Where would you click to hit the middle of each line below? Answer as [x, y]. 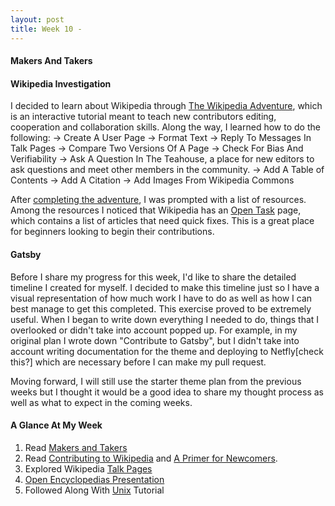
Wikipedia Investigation [61, 83]
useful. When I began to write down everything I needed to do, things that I [165, 319]
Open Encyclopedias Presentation [94, 479]
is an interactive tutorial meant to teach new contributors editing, [143, 117]
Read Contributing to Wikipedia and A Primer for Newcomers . [151, 458]
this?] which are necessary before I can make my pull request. [138, 362]
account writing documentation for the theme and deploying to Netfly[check [167, 351]
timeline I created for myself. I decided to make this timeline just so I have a [165, 287]
